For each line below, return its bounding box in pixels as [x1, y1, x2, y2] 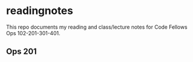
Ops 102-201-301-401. [6, 29, 61, 36]
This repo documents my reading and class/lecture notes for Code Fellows [6, 23, 188, 30]
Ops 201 [6, 47, 37, 57]
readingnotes [6, 4, 74, 18]
